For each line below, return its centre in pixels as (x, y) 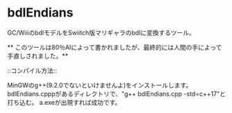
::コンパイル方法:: (32, 70)
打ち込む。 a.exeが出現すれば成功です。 (64, 102)
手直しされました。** (38, 56)
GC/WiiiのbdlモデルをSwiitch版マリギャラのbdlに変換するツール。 (101, 32)
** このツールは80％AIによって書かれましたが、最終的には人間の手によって (115, 47)
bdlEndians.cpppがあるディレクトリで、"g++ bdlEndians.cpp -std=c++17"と (117, 94)
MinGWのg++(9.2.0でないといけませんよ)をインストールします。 (100, 85)
